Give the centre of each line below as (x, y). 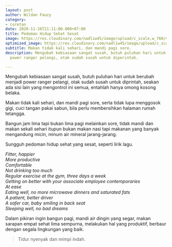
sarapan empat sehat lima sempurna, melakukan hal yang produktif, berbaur (86, 224)
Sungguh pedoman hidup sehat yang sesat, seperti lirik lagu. (69, 144)
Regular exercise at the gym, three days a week (56, 176)
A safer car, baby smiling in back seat (45, 203)
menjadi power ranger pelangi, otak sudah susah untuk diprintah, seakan (82, 82)
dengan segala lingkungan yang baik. (45, 229)
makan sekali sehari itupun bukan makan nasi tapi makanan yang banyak (82, 129)
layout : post (19, 10)
